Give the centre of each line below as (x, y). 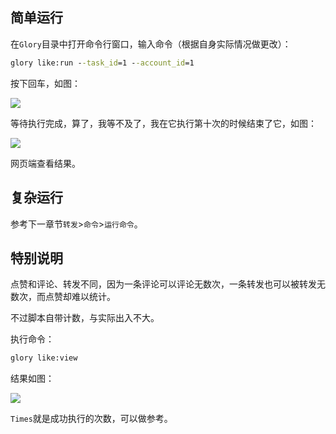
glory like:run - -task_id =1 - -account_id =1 (102, 63)
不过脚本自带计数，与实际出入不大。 (85, 318)
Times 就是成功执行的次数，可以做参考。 (91, 419)
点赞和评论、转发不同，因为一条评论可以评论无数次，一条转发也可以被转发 (163, 284)
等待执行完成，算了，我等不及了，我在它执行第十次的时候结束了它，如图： (163, 123)
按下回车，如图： (45, 83)
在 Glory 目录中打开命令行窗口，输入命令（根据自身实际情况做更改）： (151, 44)
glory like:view (44, 358)
